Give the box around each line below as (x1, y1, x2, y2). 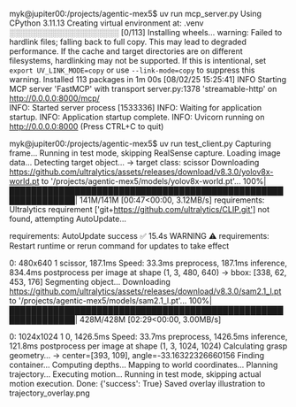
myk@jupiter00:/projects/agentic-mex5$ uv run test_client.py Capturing (9, 138, 272, 149)
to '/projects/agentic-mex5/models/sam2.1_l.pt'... (9, 296, 187, 305)
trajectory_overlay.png (9, 388, 90, 398)
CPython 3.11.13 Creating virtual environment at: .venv (9, 18, 204, 28)
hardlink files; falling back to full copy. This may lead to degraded (9, 36, 247, 47)
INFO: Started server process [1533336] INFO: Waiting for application (9, 103, 262, 112)
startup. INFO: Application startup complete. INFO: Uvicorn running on (9, 111, 265, 122)
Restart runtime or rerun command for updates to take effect (9, 241, 230, 251)
